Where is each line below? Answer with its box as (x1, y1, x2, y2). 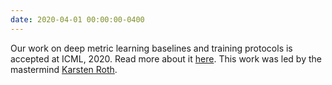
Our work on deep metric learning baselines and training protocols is (10, 42, 293, 54)
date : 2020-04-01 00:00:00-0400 (10, 14, 145, 25)
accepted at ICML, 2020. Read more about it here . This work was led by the (10, 52, 322, 65)
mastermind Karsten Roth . (10, 63, 118, 75)
